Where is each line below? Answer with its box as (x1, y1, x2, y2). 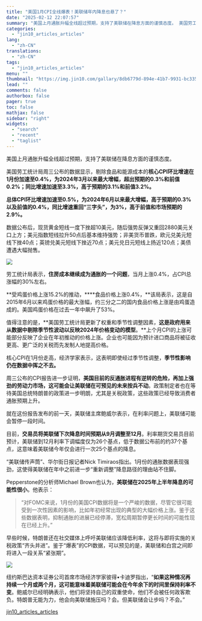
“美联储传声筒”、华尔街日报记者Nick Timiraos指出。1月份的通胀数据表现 (6, 458, 185, 465)
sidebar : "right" (6, 115, 50, 121)
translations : (6, 48, 42, 54)
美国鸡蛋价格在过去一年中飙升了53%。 (22, 306, 118, 313)
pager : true (6, 98, 36, 104)
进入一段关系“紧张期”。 (11, 549, 69, 556)
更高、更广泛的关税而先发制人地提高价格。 (6, 341, 112, 348)
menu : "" (6, 71, 28, 77)
